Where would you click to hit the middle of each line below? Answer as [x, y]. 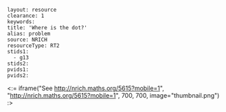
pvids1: [18, 70]
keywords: [21, 22]
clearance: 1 [26, 16]
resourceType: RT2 [33, 46]
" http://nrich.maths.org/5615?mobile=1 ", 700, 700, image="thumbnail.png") [113, 95]
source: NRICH [27, 40]
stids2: [18, 64]
